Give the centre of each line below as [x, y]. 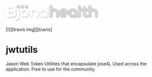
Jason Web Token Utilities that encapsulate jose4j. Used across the [76, 63]
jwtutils [22, 50]
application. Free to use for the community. [51, 69]
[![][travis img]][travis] [29, 29]
